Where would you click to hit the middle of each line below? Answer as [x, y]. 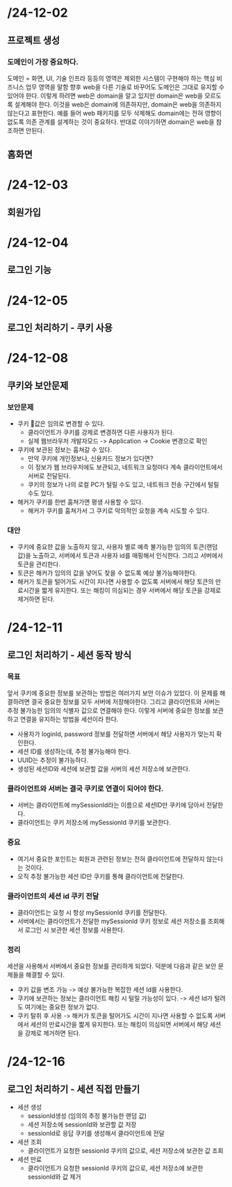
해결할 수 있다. [45, 975]
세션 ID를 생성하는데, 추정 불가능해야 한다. [74, 752]
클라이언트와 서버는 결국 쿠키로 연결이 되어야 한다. [85, 789]
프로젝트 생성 [34, 40]
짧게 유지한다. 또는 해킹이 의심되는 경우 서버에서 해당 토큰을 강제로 [131, 591]
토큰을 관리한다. [39, 564]
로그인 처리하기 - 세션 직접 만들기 [74, 1089]
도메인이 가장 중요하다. [43, 62]
